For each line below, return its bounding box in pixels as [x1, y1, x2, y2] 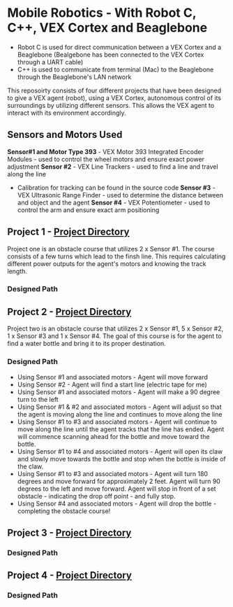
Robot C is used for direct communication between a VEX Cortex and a [17, 43, 222, 51]
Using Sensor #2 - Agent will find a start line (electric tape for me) [17, 380, 207, 389]
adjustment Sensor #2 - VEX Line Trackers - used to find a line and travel [7, 162, 218, 171]
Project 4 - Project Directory [7, 569, 133, 582]
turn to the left [17, 395, 59, 403]
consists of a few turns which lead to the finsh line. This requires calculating [7, 252, 226, 260]
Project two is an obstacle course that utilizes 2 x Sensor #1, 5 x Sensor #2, [7, 324, 224, 333]
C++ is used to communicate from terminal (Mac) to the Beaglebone [17, 65, 214, 74]
